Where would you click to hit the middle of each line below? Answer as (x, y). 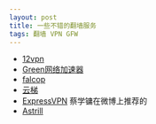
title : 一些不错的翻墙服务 (53, 26)
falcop (34, 80)
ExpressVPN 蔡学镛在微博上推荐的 (85, 101)
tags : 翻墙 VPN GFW (44, 34)
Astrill (33, 111)
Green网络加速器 (53, 70)
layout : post (33, 17)
